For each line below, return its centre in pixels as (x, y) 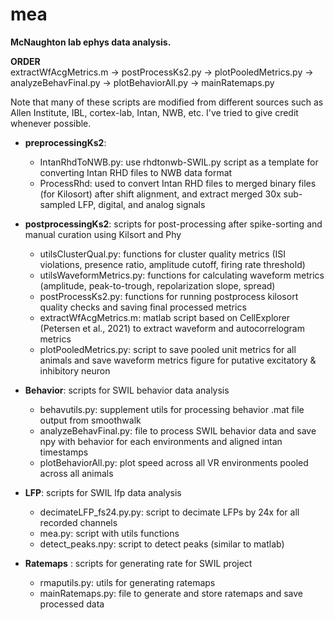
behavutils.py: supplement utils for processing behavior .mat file (172, 409)
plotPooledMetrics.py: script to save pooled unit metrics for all (168, 349)
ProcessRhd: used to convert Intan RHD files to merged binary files (178, 183)
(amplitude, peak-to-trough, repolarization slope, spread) (157, 285)
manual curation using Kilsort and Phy (103, 234)
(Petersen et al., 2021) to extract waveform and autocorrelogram (172, 328)
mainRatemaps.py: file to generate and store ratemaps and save (171, 593)
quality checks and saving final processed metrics (143, 307)
